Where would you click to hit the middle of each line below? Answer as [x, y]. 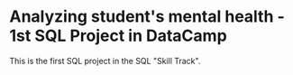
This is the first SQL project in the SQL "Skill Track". [105, 61]
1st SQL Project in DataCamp [118, 36]
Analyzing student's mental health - [147, 17]
